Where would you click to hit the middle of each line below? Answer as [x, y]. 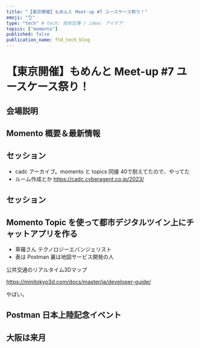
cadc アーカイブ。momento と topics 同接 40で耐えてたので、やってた [102, 171]
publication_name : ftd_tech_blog [48, 40]
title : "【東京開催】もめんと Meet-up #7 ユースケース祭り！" [77, 12]
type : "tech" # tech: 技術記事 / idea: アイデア [65, 23]
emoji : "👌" [21, 18]
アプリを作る [54, 234]
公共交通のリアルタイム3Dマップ [47, 269]
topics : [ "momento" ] [32, 29]
